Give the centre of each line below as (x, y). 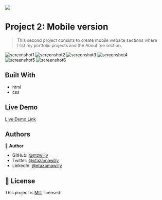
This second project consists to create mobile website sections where (87, 40)
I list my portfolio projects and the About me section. (69, 45)
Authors (18, 134)
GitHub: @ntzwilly (30, 155)
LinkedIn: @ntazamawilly (37, 166)
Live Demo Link (21, 119)
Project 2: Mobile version (57, 27)
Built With (20, 75)
